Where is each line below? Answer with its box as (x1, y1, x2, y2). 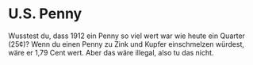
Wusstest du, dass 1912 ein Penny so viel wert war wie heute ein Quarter (8, 31, 246, 40)
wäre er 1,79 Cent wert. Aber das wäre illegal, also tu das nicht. (8, 48, 214, 57)
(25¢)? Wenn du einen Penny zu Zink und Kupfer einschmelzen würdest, (8, 39, 244, 48)
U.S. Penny (8, 5, 82, 23)
